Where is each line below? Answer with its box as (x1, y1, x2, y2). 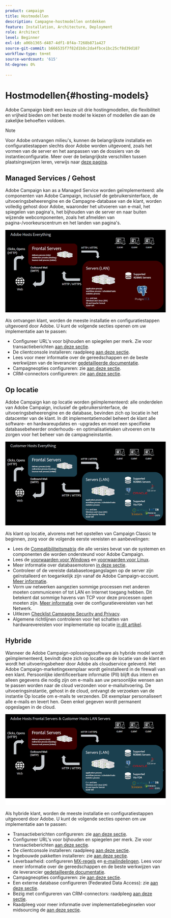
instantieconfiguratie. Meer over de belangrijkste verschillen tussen (5, 153, 147, 160)
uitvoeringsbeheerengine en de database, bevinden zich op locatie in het (5, 410, 159, 416)
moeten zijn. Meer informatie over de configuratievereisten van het (12, 600, 153, 606)
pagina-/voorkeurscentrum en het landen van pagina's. (5, 220, 121, 226)
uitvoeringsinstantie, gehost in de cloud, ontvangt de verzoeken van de (5, 688, 155, 694)
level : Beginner (5, 35, 40, 40)
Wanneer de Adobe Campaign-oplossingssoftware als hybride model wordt (5, 650, 164, 656)
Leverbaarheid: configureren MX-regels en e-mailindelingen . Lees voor (12, 858, 162, 864)
